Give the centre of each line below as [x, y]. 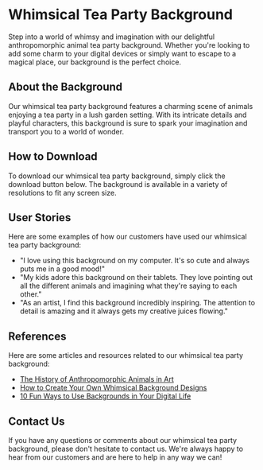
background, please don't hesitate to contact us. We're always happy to [126, 449]
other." [31, 294]
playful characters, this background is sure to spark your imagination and [128, 123]
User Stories [40, 218]
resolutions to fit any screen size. [62, 192]
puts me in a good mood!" [62, 269]
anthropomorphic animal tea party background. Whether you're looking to [129, 45]
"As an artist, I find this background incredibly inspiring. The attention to [137, 303]
